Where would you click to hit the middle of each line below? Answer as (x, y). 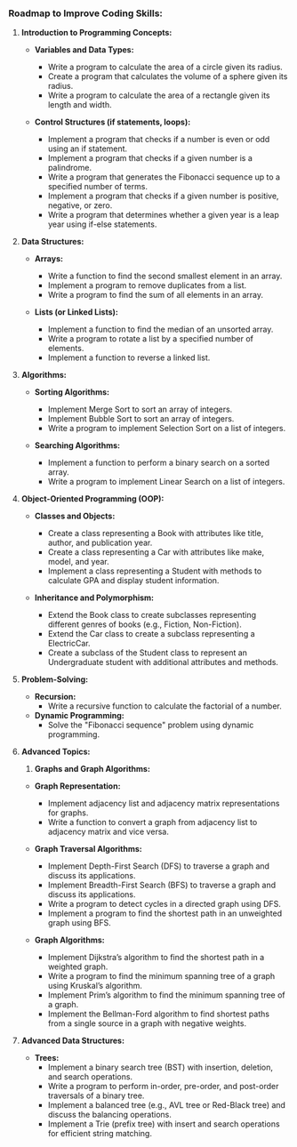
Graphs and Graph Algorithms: (92, 769)
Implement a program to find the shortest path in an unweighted (165, 913)
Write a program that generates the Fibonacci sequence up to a (164, 177)
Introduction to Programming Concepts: (96, 33)
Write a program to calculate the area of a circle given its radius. (165, 67)
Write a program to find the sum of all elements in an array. (156, 295)
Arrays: (49, 259)
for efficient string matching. (100, 1134)
